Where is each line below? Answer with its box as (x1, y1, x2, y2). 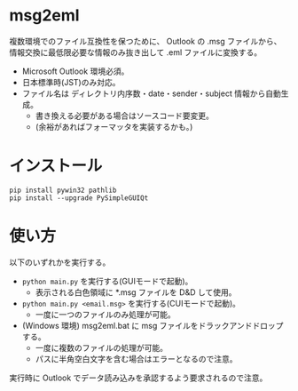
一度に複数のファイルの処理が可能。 (35, 342, 169, 353)
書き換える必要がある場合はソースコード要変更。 (35, 110, 215, 121)
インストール (9, 156, 103, 176)
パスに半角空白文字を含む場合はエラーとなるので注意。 (35, 353, 238, 364)
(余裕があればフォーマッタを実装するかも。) (35, 121, 193, 132)
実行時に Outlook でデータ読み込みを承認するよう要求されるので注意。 (9, 372, 268, 383)
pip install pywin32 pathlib (9, 186, 117, 195)
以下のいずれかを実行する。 (9, 257, 111, 267)
